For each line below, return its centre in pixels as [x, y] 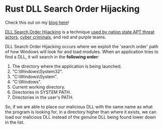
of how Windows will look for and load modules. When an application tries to [82, 52]
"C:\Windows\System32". [37, 71]
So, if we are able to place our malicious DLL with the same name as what [79, 107]
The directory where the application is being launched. [67, 66]
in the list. [15, 122]
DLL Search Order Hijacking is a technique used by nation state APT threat [80, 32]
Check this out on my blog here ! [37, 22]
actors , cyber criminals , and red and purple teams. [55, 37]
